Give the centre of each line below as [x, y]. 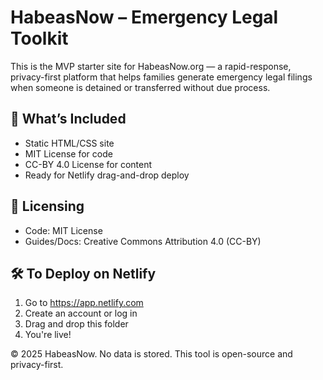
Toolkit [39, 38]
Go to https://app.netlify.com [84, 303]
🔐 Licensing [47, 206]
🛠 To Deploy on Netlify [83, 273]
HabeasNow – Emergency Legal [144, 17]
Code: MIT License [63, 230]
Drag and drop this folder [76, 324]
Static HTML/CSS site [69, 143]
